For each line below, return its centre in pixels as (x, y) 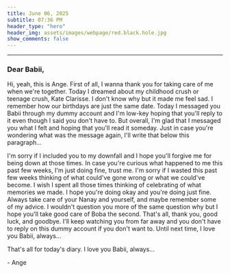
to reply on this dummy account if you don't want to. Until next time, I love (111, 229)
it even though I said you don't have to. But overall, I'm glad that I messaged (114, 121)
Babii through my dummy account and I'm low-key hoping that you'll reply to (115, 113)
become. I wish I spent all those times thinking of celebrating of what (104, 185)
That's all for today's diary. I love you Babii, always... (81, 249)
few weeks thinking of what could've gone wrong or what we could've (106, 178)
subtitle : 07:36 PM (35, 20)
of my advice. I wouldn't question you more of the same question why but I (113, 207)
